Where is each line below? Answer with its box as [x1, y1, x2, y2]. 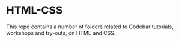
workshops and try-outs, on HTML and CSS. [6, 29, 116, 36]
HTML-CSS [6, 4, 63, 17]
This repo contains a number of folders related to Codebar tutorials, [6, 23, 174, 30]
